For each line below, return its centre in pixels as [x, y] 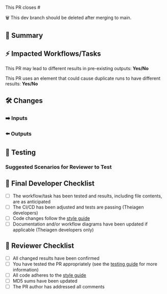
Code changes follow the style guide [51, 218]
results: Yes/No [22, 84]
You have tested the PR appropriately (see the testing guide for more [85, 264]
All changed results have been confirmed [56, 258]
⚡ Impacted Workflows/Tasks [53, 53]
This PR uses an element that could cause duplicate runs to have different [83, 78]
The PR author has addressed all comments [58, 286]
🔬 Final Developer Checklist [50, 184]
